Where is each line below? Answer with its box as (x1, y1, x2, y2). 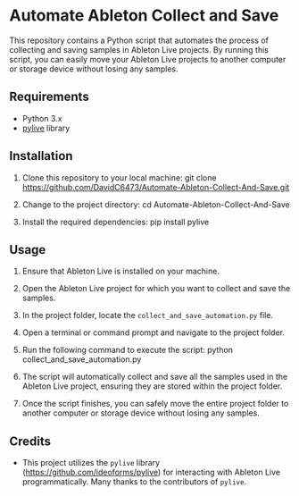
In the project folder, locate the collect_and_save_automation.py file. (21, 310, 274, 321)
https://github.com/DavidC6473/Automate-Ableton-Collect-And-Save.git (21, 181, 290, 192)
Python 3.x (21, 113, 62, 123)
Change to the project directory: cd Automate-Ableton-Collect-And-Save (21, 198, 290, 210)
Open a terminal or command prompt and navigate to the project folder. (21, 327, 286, 338)
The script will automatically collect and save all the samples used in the (21, 372, 288, 383)
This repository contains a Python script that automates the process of (9, 35, 270, 46)
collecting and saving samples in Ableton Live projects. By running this (9, 44, 270, 55)
